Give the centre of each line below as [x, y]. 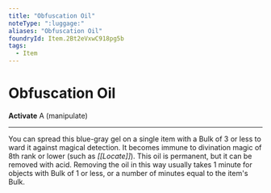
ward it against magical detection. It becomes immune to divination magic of [135, 147]
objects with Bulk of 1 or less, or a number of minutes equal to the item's [128, 173]
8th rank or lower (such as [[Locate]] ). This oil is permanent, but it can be [130, 156]
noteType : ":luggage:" [46, 23]
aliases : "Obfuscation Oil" [56, 31]
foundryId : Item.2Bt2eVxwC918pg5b [67, 38]
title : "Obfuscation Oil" [52, 16]
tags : [17, 46]
